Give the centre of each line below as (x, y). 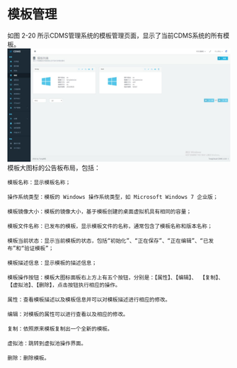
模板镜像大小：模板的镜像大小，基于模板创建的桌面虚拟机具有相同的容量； (100, 212)
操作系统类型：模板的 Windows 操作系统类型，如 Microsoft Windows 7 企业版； (113, 197)
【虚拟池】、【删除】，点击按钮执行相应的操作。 (64, 285)
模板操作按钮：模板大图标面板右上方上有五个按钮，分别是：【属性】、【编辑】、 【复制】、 (116, 278)
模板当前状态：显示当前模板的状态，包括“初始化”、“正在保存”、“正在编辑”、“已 (108, 241)
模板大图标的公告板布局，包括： (54, 168)
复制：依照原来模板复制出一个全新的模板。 (60, 329)
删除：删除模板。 (29, 358)
